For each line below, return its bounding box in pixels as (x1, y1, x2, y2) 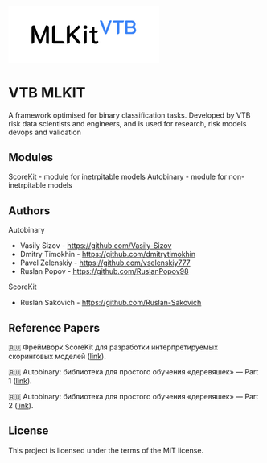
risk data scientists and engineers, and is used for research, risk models (8, 118, 247, 128)
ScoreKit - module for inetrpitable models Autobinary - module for (8, 172, 228, 182)
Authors (8, 204, 51, 217)
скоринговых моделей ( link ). (8, 351, 106, 361)
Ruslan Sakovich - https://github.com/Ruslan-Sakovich (19, 298, 202, 308)
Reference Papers (8, 320, 101, 335)
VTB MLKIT (8, 83, 86, 101)
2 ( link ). (8, 400, 34, 410)
